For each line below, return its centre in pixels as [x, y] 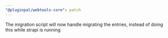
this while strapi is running [33, 30]
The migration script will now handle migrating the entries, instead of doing [84, 24]
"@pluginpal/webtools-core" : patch [43, 10]
